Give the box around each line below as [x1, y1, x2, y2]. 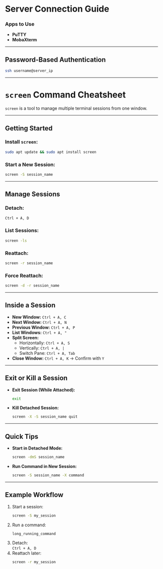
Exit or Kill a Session [5, 374, 68, 382]
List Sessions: [5, 227, 39, 234]
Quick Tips [5, 432, 39, 440]
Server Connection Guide [5, 3, 110, 15]
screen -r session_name [5, 261, 53, 266]
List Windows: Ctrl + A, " [12, 329, 67, 335]
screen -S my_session [12, 513, 56, 518]
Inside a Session [5, 301, 56, 309]
